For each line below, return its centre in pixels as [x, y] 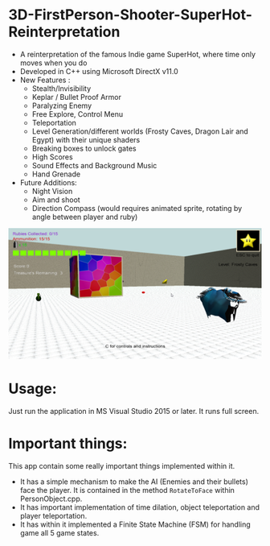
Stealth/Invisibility [61, 88]
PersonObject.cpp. [51, 498]
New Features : [45, 80]
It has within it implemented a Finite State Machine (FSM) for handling [135, 524]
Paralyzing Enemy [62, 105]
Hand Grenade [56, 174]
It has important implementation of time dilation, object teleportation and [139, 507]
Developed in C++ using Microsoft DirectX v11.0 [99, 71]
